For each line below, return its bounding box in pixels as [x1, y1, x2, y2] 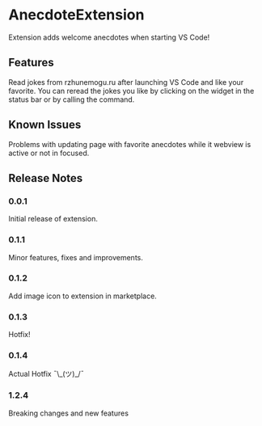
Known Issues [8, 118, 82, 132]
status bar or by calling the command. [8, 95, 135, 104]
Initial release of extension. [8, 214, 99, 224]
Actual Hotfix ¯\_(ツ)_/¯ [8, 369, 85, 379]
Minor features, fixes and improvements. [8, 252, 143, 262]
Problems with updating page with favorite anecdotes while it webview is [8, 139, 251, 149]
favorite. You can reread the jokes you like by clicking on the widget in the [8, 86, 255, 95]
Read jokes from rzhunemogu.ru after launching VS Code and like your [8, 77, 244, 86]
